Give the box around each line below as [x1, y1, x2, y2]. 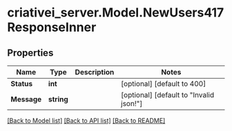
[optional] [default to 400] [120, 79, 206, 88]
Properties [7, 47, 54, 59]
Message [10, 94, 42, 104]
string [48, 94, 69, 104]
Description [75, 68, 115, 77]
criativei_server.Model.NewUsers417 [7, 5, 224, 21]
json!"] [120, 99, 143, 108]
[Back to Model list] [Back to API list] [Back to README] [7, 117, 166, 125]
